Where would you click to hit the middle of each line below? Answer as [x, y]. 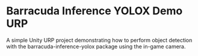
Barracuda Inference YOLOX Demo [94, 11]
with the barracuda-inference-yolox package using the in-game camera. [96, 46]
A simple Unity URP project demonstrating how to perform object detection [99, 40]
